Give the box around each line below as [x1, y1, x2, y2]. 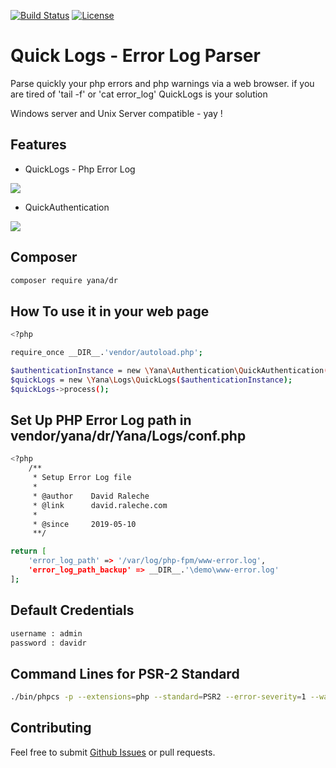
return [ [10, 546, 47, 557]
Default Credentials [10, 602, 135, 619]
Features [10, 136, 67, 154]
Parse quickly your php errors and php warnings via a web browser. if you [10, 77, 315, 89]
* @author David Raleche [32, 491, 150, 501]
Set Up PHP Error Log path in [10, 412, 192, 429]
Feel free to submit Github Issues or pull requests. [10, 746, 216, 758]
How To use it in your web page [10, 303, 210, 320]
